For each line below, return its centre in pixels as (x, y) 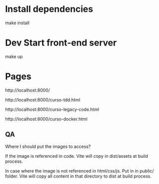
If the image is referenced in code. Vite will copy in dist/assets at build (77, 156)
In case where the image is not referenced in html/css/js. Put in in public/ (79, 171)
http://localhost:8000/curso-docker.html (46, 119)
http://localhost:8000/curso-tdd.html (43, 99)
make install (17, 23)
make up (14, 56)
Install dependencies (49, 9)
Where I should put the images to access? (48, 146)
